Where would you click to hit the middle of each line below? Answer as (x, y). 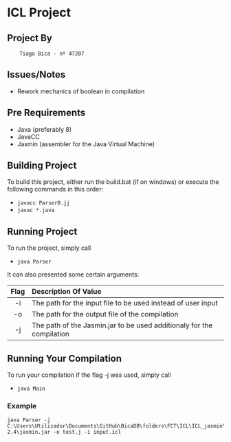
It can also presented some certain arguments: (73, 275)
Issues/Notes (36, 74)
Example (22, 406)
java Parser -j (29, 420)
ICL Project (39, 13)
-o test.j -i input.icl (87, 432)
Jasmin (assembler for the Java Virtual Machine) (86, 144)
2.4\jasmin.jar (29, 432)
